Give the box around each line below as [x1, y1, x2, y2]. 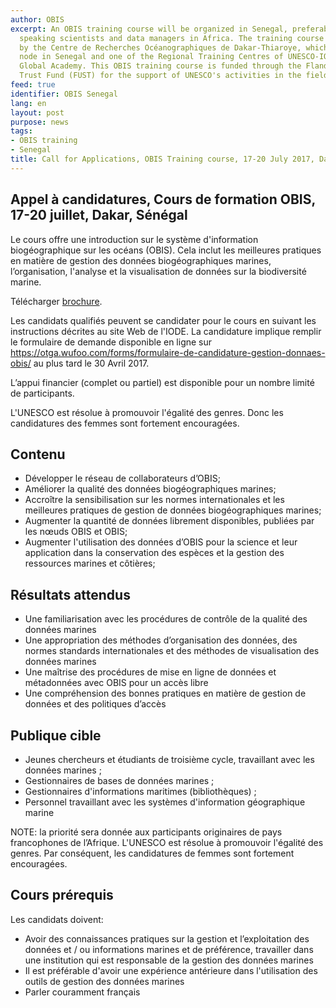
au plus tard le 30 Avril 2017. [33, 357, 150, 369]
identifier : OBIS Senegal [10, 89, 118, 99]
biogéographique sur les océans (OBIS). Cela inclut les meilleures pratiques [10, 244, 322, 256]
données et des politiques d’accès [24, 698, 167, 710]
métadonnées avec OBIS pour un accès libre [24, 677, 209, 689]
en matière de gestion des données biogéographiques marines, [10, 254, 272, 266]
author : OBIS [10, 14, 65, 25]
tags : [10, 126, 33, 136]
